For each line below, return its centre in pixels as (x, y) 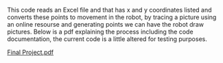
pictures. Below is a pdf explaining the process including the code (100, 32)
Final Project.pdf (30, 52)
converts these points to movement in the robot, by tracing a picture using (112, 17)
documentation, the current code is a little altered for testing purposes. (107, 39)
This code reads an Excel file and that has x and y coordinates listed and (109, 10)
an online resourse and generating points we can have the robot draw (106, 24)
